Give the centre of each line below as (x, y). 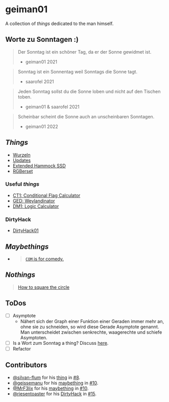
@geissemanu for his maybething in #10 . (55, 383)
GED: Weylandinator (34, 200)
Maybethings (27, 247)
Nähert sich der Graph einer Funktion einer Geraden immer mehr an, (92, 321)
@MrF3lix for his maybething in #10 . (51, 388)
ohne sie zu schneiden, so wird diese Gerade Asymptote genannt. (90, 326)
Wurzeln (21, 155)
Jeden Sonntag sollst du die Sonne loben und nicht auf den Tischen (89, 91)
